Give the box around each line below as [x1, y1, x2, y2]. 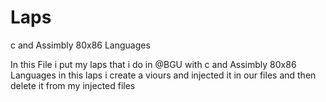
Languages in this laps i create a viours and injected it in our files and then [10, 69, 317, 81]
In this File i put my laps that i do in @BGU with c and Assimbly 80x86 [10, 58, 297, 70]
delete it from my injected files [10, 79, 136, 91]
